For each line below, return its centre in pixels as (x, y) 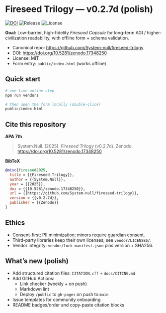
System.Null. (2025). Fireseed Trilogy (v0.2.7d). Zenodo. (75, 146)
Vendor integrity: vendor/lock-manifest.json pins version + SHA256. (83, 245)
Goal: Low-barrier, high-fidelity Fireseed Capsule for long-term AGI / (76, 32)
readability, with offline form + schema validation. (79, 38)
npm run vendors (22, 95)
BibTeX (13, 161)
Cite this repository (36, 124)
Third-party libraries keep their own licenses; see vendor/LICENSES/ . (82, 240)
